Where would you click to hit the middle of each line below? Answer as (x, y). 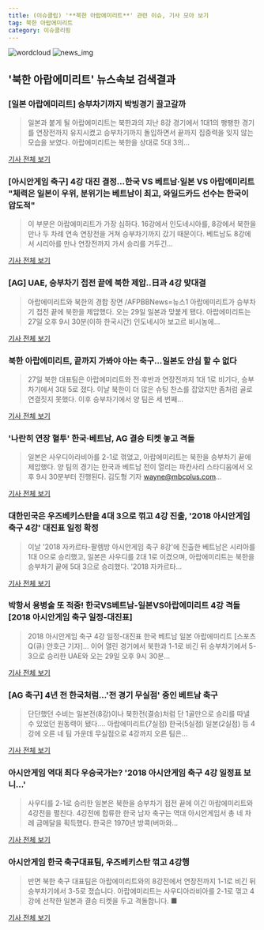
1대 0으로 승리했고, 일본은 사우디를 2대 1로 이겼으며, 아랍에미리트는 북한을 (141, 556)
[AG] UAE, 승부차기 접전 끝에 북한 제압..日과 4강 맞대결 (107, 283)
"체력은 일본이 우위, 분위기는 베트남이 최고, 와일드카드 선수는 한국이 (128, 193)
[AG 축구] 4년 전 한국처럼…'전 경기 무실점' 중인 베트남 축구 (113, 695)
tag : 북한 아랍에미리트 (41, 23)
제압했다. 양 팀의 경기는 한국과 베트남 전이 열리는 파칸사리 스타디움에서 (136, 467)
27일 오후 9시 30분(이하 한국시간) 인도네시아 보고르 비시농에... (124, 322)
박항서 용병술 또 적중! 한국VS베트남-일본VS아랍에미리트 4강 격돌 (124, 605)
